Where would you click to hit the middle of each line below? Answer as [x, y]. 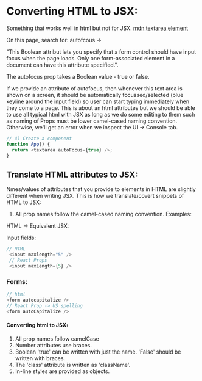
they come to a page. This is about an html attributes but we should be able [101, 107]
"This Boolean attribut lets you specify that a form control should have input [101, 52]
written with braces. [40, 358]
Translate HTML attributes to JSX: [72, 174]
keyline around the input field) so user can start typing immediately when [98, 101]
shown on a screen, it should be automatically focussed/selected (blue [95, 95]
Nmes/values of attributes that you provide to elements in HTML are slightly [101, 189]
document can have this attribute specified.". [62, 65]
